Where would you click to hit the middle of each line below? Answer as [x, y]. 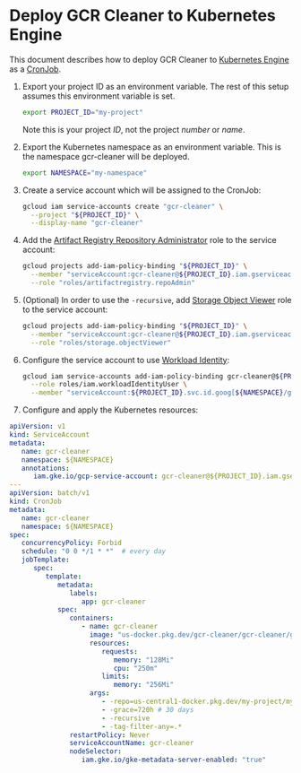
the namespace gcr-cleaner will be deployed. [106, 156]
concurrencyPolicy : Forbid [72, 543]
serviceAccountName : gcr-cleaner [132, 743]
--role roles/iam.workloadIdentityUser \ [109, 385]
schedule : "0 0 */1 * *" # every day [94, 552]
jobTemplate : [45, 560]
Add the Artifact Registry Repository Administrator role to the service [149, 240]
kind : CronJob [36, 502]
